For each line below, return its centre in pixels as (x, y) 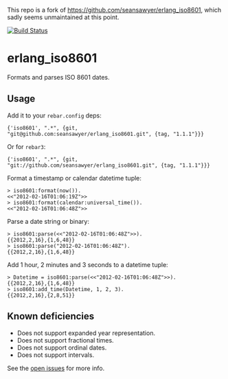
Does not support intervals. (56, 355)
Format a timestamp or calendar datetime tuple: (75, 178)
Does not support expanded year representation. (86, 333)
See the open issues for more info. (56, 368)
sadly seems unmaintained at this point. (63, 17)
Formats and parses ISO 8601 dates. (58, 77)
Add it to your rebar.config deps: (54, 115)
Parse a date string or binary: (48, 221)
